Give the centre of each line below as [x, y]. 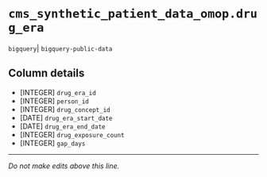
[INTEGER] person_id [54, 101]
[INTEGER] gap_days [52, 143]
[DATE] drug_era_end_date [62, 126]
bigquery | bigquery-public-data [60, 48]
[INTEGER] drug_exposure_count [72, 134]
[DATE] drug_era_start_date [66, 117]
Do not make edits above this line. [64, 166]
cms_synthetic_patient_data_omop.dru [133, 14]
